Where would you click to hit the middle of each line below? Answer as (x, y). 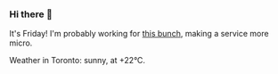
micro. (21, 43)
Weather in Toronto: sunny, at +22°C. (77, 61)
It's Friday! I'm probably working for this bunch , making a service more (139, 34)
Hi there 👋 (31, 14)
